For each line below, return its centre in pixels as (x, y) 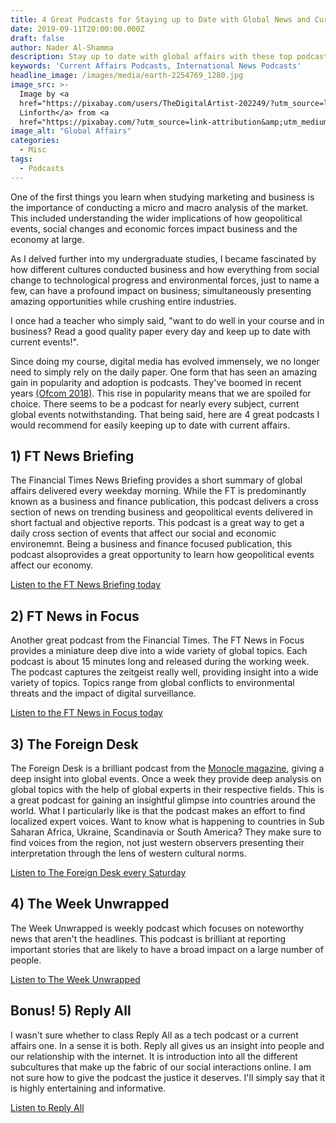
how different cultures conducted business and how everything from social (165, 269)
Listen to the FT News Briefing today (86, 585)
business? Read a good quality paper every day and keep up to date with (160, 331)
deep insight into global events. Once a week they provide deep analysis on (166, 779)
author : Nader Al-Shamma (62, 47)
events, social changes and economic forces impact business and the (154, 228)
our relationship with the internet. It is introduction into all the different (154, 1056)
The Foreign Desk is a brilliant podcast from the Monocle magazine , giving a (167, 768)
